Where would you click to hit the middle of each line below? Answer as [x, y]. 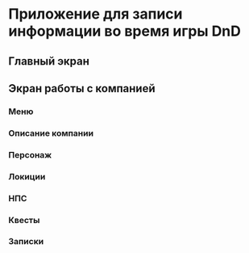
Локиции [27, 176]
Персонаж [30, 154]
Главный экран [49, 61]
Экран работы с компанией [82, 89]
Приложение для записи [95, 14]
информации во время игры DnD [125, 31]
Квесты [24, 220]
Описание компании [51, 133]
